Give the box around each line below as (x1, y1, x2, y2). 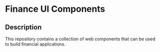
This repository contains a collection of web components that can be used (5, 36, 156, 42)
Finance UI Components (5, 3, 106, 15)
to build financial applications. (5, 41, 66, 47)
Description (5, 23, 42, 31)
